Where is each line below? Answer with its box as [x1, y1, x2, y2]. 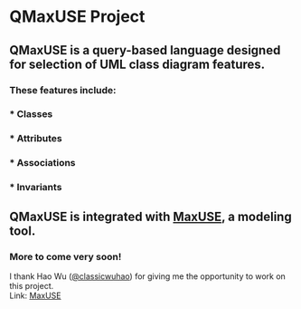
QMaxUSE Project [9, 6, 146, 27]
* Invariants [9, 181, 62, 194]
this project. [9, 280, 54, 291]
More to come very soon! [9, 250, 122, 263]
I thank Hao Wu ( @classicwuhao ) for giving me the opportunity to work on [9, 270, 287, 282]
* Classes [9, 108, 53, 121]
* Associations [9, 157, 76, 169]
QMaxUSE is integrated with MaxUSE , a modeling [9, 208, 292, 224]
